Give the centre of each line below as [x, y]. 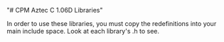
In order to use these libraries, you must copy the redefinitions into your [112, 23]
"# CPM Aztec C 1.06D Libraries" [55, 10]
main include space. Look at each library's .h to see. [83, 31]
